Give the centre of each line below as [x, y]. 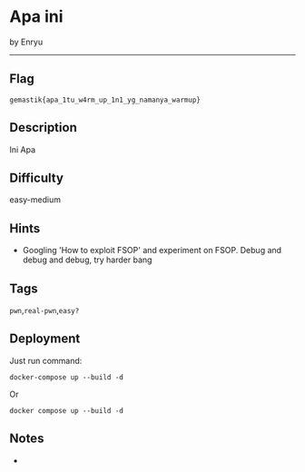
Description [43, 128]
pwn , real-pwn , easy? [44, 310]
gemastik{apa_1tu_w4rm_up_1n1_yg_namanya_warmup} [105, 100]
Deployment [45, 339]
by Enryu [26, 42]
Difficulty [36, 177]
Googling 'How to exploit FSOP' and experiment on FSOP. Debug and [152, 251]
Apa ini [36, 17]
